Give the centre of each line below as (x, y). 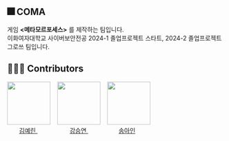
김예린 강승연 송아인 (77, 130)
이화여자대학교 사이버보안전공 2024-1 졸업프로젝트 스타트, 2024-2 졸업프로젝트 (114, 38)
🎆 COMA (27, 12)
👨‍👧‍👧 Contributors (46, 69)
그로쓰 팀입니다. (29, 46)
